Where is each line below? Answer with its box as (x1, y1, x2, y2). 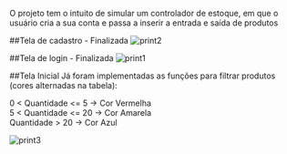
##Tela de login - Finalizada (9, 53, 114, 63)
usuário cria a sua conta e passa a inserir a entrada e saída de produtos (9, 17, 279, 28)
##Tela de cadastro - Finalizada (9, 36, 129, 46)
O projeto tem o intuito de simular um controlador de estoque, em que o (9, 8, 279, 18)
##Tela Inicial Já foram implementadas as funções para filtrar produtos (9, 70, 276, 81)
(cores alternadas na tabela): (9, 80, 118, 90)
